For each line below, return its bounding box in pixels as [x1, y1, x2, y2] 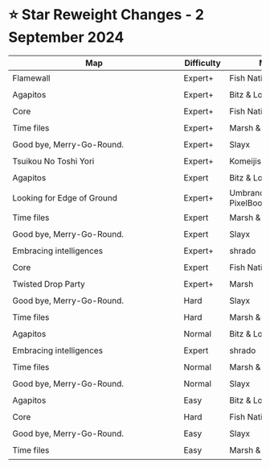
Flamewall [12, 72, 51, 84]
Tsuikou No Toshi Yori [12, 155, 95, 167]
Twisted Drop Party [12, 279, 86, 290]
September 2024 [8, 28, 125, 47]
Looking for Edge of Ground [12, 192, 118, 203]
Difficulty [184, 57, 221, 68]
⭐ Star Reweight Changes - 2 [8, 6, 205, 24]
